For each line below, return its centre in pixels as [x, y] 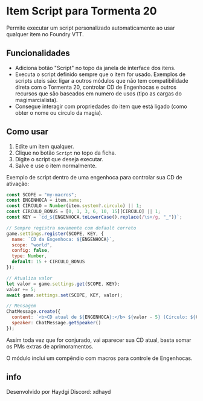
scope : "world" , [32, 245]
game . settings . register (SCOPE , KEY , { [55, 234]
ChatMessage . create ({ [34, 312]
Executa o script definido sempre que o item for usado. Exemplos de [100, 74]
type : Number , [29, 256]
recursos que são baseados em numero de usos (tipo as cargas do [98, 93]
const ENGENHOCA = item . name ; [44, 200]
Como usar [27, 132]
